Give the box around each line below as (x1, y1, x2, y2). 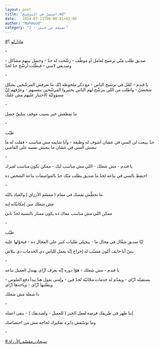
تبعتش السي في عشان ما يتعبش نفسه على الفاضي (5, 144, 97, 150)
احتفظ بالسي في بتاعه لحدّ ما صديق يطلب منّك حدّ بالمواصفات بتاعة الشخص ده (5, 173, 147, 178)
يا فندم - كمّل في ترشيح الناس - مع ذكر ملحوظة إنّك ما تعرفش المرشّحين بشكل (5, 81, 149, 88)
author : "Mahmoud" (5, 20, 42, 26)
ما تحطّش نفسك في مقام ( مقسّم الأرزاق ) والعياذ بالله (5, 192, 103, 197)
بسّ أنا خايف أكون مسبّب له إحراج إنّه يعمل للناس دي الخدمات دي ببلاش (5, 248, 134, 254)
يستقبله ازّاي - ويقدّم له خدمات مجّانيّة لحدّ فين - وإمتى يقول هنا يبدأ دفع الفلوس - (5, 276, 151, 283)
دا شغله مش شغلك (5, 291, 40, 297)
